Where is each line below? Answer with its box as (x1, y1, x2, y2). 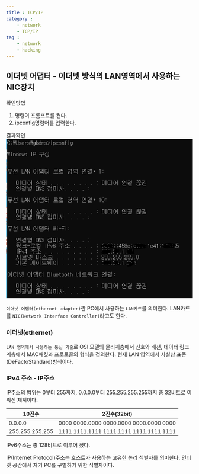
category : (6, 15, 33, 22)
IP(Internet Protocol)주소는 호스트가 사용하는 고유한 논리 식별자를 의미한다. (6, 454, 181, 462)
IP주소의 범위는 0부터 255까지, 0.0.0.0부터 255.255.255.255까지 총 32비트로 (6, 389, 186, 396)
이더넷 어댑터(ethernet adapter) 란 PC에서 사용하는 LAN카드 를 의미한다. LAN (6, 305, 181, 312)
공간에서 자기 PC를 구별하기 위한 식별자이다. (12, 462, 114, 469)
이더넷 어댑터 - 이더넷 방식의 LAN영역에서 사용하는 (6, 71, 181, 81)
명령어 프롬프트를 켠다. (14, 111, 68, 118)
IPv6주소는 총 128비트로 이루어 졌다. (6, 441, 91, 449)
